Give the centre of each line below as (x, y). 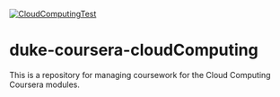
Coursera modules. (45, 84)
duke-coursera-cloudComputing (134, 50)
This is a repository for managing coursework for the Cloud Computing (140, 75)
